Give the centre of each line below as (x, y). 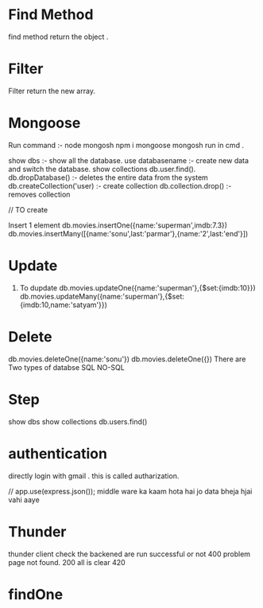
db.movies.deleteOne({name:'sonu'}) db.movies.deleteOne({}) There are (127, 359)
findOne (36, 594)
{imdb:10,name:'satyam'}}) (63, 305)
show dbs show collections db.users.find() (78, 421)
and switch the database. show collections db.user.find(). (102, 169)
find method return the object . (58, 37)
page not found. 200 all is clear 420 (67, 562)
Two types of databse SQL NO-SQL (66, 367)
